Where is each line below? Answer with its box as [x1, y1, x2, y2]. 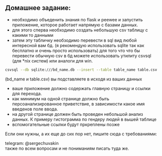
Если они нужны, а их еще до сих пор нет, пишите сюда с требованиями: [5, 131, 157, 137]
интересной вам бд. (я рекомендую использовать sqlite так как [12, 42, 145, 48]
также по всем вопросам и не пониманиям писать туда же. [5, 145, 130, 151]
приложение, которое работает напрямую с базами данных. [12, 22, 138, 28]
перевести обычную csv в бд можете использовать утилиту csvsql [12, 53, 151, 59]
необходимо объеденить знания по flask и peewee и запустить [12, 16, 143, 22]
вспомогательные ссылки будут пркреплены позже [12, 121, 120, 127]
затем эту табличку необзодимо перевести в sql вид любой [12, 37, 137, 43]
